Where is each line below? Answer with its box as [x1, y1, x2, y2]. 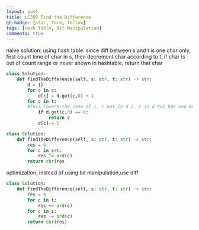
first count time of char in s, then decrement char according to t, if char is [6, 53, 185, 60]
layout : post [6, 8, 38, 15]
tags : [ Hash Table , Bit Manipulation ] [6, 25, 102, 31]
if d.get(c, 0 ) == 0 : [37, 109, 89, 115]
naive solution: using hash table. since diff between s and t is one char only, [6, 47, 191, 54]
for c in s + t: [27, 147, 62, 154]
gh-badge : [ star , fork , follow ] [6, 20, 86, 25]
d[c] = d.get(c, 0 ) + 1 [37, 93, 94, 99]
